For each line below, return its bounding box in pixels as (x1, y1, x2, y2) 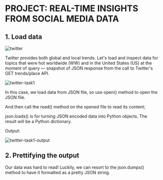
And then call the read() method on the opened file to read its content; (5, 104, 146, 109)
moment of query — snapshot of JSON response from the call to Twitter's (5, 65, 153, 71)
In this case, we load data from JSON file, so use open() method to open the (5, 90, 158, 95)
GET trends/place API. (5, 71, 50, 76)
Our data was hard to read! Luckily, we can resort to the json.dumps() (5, 164, 145, 170)
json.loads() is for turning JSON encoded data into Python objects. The (5, 113, 147, 119)
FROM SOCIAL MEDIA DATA (5, 13, 119, 24)
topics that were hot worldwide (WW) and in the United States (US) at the (5, 60, 152, 66)
